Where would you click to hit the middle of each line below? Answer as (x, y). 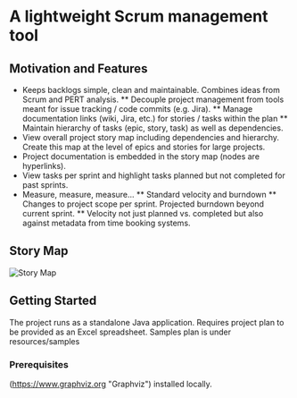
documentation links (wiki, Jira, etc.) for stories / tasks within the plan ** (155, 119)
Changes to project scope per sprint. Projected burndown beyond (143, 204)
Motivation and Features (78, 68)
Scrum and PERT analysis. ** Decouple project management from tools (153, 99)
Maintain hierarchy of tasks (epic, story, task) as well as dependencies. (153, 128)
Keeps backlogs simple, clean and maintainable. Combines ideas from (151, 90)
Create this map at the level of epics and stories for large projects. (144, 147)
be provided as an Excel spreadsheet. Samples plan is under (120, 332)
